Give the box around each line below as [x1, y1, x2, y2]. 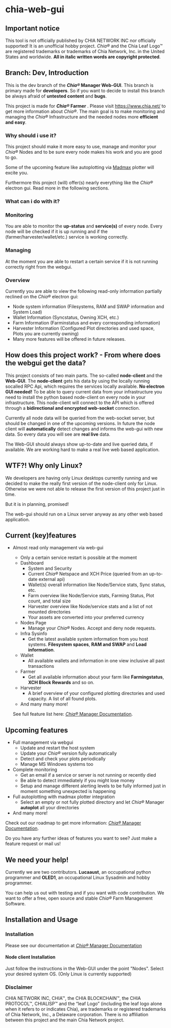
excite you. [5, 170, 29, 176]
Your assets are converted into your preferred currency [28, 614, 144, 620]
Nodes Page [20, 620, 47, 626]
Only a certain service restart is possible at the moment [20, 554, 137, 560]
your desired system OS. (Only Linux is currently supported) [5, 971, 132, 977]
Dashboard [20, 560, 44, 566]
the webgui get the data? [5, 359, 86, 367]
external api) [38, 576, 65, 582]
